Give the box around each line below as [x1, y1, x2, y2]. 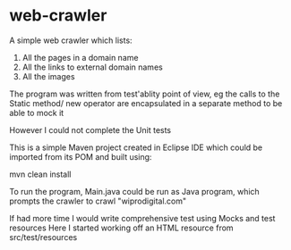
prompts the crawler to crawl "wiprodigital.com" [9, 196, 187, 206]
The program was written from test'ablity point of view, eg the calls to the [9, 88, 280, 99]
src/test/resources [9, 231, 78, 242]
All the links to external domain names [21, 62, 163, 72]
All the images [21, 71, 75, 81]
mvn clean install [9, 169, 72, 179]
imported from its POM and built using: [9, 151, 152, 162]
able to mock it [9, 107, 64, 118]
